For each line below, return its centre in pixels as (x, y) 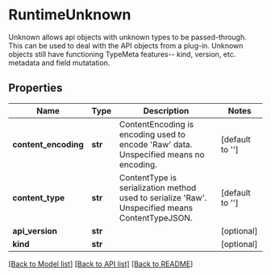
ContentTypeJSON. (156, 217)
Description (166, 110)
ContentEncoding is (157, 124)
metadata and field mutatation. (59, 63)
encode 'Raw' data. (156, 144)
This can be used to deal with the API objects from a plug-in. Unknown (126, 45)
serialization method (158, 187)
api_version (35, 231)
